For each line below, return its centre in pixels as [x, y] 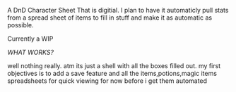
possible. [20, 25]
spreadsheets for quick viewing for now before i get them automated [107, 81]
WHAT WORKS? [31, 52]
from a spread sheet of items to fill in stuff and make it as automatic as [110, 18]
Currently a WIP [30, 39]
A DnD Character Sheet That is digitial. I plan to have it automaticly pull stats [118, 10]
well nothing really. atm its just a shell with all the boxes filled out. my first [114, 66]
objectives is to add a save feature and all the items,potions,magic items [112, 73]
